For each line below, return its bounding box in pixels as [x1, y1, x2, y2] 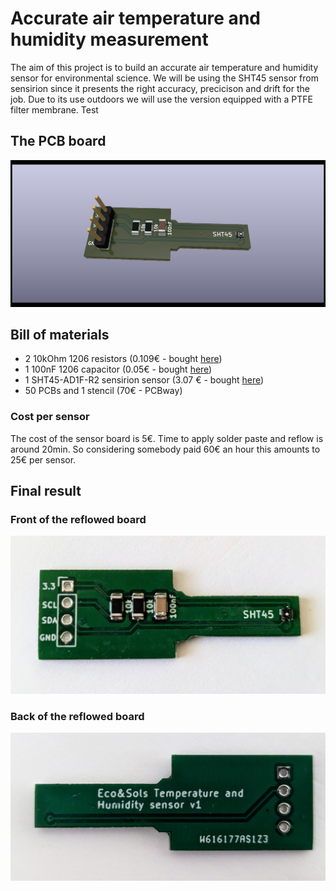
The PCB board [10, 133, 107, 150]
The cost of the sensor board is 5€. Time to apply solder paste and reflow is [10, 432, 324, 444]
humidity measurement [10, 28, 209, 51]
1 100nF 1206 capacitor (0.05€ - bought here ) [24, 363, 213, 376]
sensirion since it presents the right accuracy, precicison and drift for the [10, 82, 310, 94]
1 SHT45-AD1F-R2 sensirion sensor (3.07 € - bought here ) [24, 374, 265, 386]
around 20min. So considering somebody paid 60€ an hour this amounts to [10, 443, 321, 455]
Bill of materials [10, 326, 110, 343]
